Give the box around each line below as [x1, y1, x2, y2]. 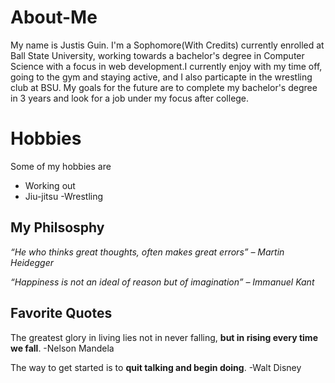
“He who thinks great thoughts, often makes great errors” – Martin [10, 246, 285, 258]
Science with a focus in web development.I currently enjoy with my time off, [10, 60, 323, 72]
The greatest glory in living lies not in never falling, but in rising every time [10, 331, 318, 343]
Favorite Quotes [10, 305, 113, 322]
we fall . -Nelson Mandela [10, 342, 115, 354]
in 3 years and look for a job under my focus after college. [10, 92, 250, 104]
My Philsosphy [10, 219, 105, 236]
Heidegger [10, 256, 55, 268]
